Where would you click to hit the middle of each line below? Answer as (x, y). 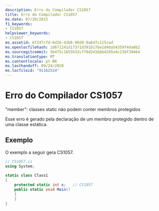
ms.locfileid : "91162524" (32, 71)
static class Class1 (27, 176)
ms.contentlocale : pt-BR (31, 61)
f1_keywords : (19, 24)
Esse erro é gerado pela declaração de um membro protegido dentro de (79, 119)
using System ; (20, 166)
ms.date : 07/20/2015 (27, 19)
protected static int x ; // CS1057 (54, 185)
